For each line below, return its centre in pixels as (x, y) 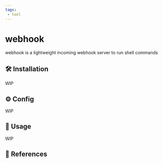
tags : (11, 10)
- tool (14, 14)
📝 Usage (18, 126)
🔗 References (26, 154)
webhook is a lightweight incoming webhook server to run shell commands (81, 53)
